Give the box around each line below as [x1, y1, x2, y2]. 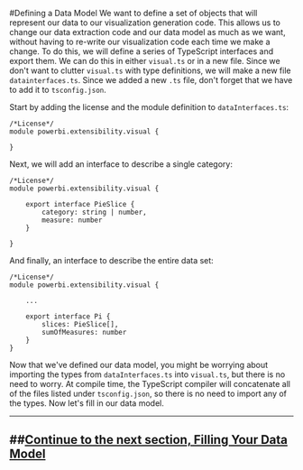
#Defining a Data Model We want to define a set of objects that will [9, 8, 258, 18]
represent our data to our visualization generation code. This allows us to [9, 17, 281, 28]
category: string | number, [41, 207, 147, 217]
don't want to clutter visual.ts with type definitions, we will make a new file [9, 65, 291, 76]
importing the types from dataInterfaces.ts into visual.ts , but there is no [9, 369, 286, 380]
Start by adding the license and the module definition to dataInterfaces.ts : [9, 102, 289, 112]
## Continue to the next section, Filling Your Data [9, 432, 289, 447]
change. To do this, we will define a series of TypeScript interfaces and [9, 46, 274, 57]
